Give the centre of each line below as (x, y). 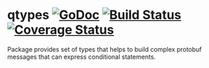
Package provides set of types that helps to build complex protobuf (104, 49)
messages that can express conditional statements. (82, 57)
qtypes (28, 15)
